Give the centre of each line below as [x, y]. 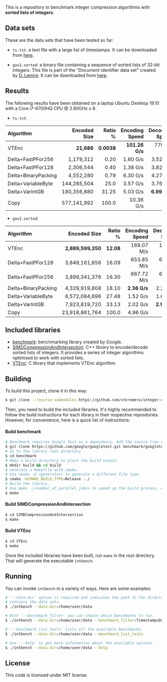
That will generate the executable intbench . [49, 560]
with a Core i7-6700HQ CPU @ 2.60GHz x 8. [51, 108]
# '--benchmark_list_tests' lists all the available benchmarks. [74, 629]
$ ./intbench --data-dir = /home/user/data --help [56, 648]
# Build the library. [28, 484]
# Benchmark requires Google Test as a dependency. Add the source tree [82, 442]
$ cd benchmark [21, 456]
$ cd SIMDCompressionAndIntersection [44, 515]
